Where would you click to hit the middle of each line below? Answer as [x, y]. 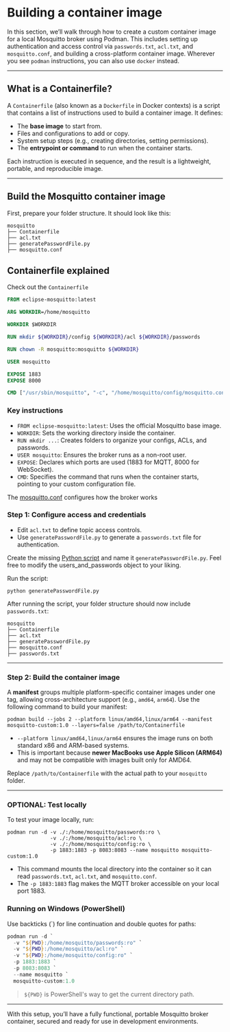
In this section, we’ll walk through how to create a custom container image [112, 32]
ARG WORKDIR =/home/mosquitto [49, 312]
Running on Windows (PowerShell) [66, 909]
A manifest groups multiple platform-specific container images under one [111, 692]
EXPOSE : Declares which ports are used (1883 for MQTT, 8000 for [108, 462]
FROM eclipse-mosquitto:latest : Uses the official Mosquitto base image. [119, 425]
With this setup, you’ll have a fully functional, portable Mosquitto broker [108, 1013]
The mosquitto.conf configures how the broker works [82, 497]
